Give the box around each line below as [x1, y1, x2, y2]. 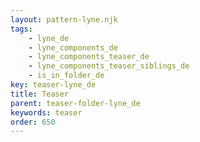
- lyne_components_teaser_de [28, 52, 150, 62]
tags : [10, 24, 33, 34]
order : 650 [10, 117, 56, 127]
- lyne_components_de [28, 42, 118, 53]
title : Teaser [10, 89, 70, 99]
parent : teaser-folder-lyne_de [10, 98, 141, 108]
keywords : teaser [10, 107, 83, 118]
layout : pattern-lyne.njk [10, 14, 118, 25]
